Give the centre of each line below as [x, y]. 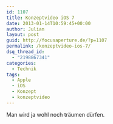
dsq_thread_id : [26, 52]
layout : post [23, 35]
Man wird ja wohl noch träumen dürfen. [56, 114]
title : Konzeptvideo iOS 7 [40, 18]
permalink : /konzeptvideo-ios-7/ [49, 46]
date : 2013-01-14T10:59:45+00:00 [49, 23]
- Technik [24, 69]
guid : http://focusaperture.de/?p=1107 [57, 40]
